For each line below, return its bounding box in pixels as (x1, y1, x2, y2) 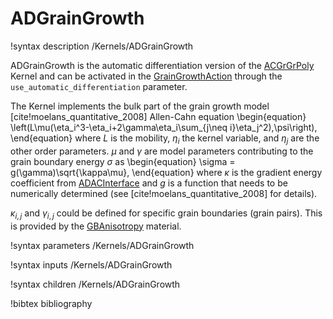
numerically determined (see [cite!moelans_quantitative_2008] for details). (10, 187, 318, 199)
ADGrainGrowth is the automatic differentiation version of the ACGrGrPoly (10, 59, 315, 71)
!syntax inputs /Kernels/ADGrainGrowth (10, 258, 173, 271)
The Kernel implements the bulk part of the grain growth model (10, 100, 270, 112)
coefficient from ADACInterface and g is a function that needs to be (10, 177, 288, 189)
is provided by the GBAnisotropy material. (10, 220, 182, 232)
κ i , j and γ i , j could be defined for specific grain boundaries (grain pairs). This (10, 207, 323, 221)
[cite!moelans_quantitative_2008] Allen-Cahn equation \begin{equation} (10, 110, 307, 122)
